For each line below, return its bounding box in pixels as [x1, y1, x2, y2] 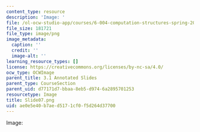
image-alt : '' [11, 53, 46, 59]
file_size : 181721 [6, 25, 52, 32]
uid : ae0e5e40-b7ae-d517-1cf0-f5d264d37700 [6, 102, 116, 109]
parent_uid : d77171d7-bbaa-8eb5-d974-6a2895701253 [6, 86, 135, 92]
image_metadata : [6, 36, 46, 42]
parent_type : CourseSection [6, 81, 76, 87]
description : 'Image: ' [6, 14, 65, 20]
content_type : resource [6, 8, 65, 15]
